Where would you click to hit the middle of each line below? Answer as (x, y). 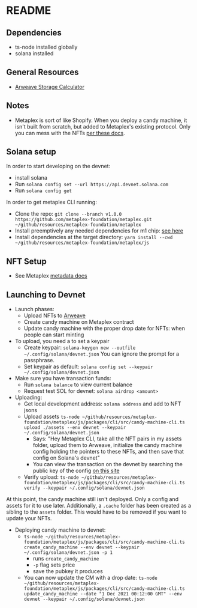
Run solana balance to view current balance (78, 385)
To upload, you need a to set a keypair (62, 341)
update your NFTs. (29, 518)
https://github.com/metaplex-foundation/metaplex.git (83, 220)
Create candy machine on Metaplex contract (79, 322)
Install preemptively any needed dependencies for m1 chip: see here (99, 231)
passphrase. (39, 360)
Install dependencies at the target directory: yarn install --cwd (94, 237)
